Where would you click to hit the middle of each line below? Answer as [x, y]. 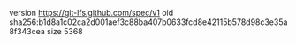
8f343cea [27, 31]
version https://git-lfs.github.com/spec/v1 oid [91, 13]
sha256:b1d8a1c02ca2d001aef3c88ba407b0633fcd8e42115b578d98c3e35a [148, 22]
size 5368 [65, 31]
